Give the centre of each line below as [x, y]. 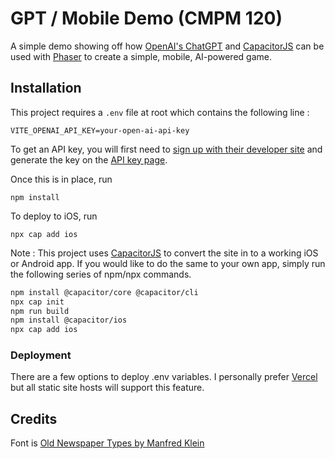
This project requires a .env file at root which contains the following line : [160, 112]
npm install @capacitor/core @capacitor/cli [104, 292]
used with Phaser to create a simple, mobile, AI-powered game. [141, 56]
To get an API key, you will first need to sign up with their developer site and [166, 149]
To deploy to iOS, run [54, 216]
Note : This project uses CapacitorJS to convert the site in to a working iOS [164, 253]
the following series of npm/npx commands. [101, 274]
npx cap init [37, 302]
